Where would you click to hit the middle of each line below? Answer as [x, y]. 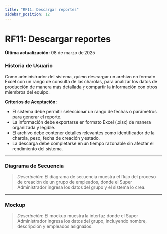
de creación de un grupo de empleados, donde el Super [75, 182]
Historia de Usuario [29, 66]
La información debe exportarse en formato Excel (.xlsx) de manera [82, 122]
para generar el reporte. [37, 117]
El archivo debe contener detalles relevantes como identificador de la [83, 133]
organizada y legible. [34, 127]
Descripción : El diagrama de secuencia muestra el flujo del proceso [86, 177]
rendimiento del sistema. [38, 148]
